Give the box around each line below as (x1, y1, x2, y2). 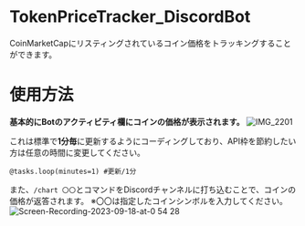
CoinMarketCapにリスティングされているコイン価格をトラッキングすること (9, 37, 292, 48)
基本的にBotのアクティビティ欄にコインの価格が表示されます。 (9, 116, 245, 127)
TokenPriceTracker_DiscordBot (9, 6, 251, 27)
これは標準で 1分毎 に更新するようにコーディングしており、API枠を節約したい (9, 135, 297, 147)
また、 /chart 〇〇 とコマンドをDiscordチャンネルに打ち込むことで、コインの (9, 184, 297, 195)
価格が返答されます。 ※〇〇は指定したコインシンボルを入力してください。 (9, 195, 288, 206)
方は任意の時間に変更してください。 (9, 147, 146, 158)
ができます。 (9, 48, 58, 60)
